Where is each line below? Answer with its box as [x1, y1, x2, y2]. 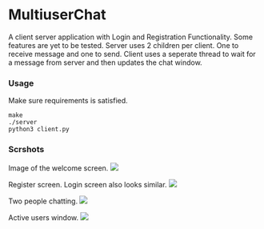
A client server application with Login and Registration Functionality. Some [8, 32, 254, 42]
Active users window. [8, 212, 79, 222]
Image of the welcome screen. [8, 163, 109, 173]
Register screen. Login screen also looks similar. [8, 179, 167, 189]
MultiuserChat [8, 6, 106, 24]
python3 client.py [8, 126, 70, 134]
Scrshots [8, 144, 45, 155]
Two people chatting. [8, 196, 78, 206]
